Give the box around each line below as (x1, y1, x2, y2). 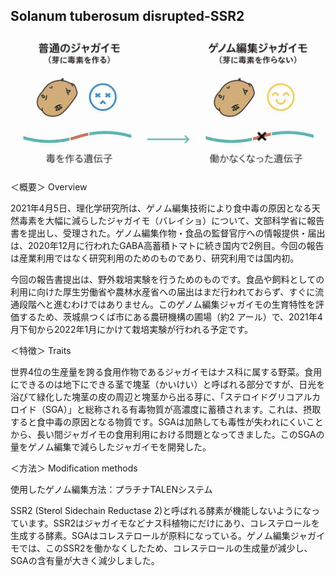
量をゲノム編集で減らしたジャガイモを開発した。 (10, 440, 212, 453)
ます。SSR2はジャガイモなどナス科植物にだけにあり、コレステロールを (27, 517, 320, 529)
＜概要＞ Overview (10, 180, 88, 193)
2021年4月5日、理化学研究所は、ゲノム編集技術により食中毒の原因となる (10, 202, 312, 214)
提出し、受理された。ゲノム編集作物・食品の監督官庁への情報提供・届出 (27, 227, 326, 239)
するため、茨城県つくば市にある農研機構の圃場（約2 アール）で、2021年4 (18, 310, 323, 323)
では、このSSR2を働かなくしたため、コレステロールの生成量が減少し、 (18, 542, 313, 554)
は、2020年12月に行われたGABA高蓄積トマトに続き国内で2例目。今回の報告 (10, 239, 325, 251)
